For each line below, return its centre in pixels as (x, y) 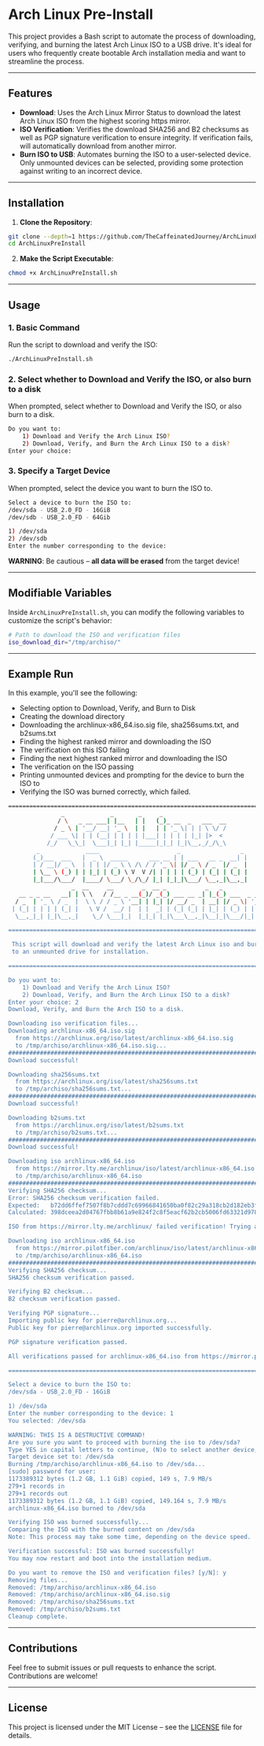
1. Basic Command (44, 327)
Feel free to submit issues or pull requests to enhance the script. (112, 1667)
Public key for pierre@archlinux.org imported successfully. (110, 1327)
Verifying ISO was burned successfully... (79, 1523)
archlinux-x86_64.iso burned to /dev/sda (77, 1508)
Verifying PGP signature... (54, 1313)
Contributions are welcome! (53, 1676)
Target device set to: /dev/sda (61, 1457)
